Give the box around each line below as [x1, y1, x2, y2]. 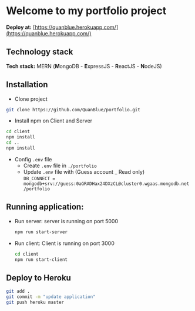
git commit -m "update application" [6, 294, 96, 300]
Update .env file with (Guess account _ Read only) [23, 168, 145, 175]
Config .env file [14, 155, 52, 163]
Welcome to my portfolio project [6, 4, 167, 18]
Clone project [14, 95, 48, 102]
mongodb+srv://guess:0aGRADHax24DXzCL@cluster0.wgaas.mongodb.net [23, 181, 190, 187]
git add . [6, 289, 31, 295]
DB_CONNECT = [23, 176, 56, 181]
